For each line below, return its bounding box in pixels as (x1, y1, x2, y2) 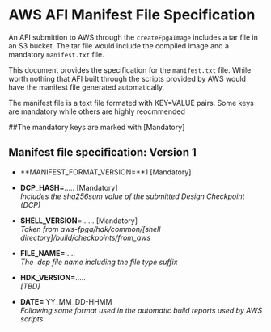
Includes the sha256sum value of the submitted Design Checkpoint (19, 191, 245, 201)
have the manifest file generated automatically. (8, 82, 164, 92)
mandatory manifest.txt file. (8, 49, 104, 59)
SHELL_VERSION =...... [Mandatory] (19, 216, 138, 225)
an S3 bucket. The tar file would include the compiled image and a (8, 40, 229, 50)
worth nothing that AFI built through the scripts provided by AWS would (8, 74, 247, 83)
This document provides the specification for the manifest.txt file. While (8, 65, 252, 74)
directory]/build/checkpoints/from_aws (19, 233, 151, 242)
